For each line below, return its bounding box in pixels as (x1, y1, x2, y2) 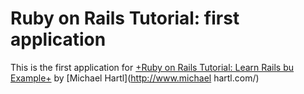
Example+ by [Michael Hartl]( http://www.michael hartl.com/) (10, 72, 260, 84)
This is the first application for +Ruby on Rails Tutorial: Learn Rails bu (10, 61, 295, 73)
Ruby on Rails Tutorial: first (10, 7, 240, 30)
